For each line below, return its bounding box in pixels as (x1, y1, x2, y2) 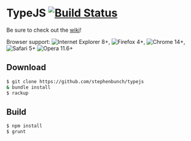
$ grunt (6, 129, 26, 135)
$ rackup (6, 90, 29, 96)
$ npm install (6, 123, 43, 129)
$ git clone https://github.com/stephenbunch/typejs (6, 78, 144, 85)
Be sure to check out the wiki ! (6, 26, 82, 34)
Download (6, 62, 46, 73)
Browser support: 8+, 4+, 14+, (6, 38, 185, 45)
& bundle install (6, 84, 51, 90)
